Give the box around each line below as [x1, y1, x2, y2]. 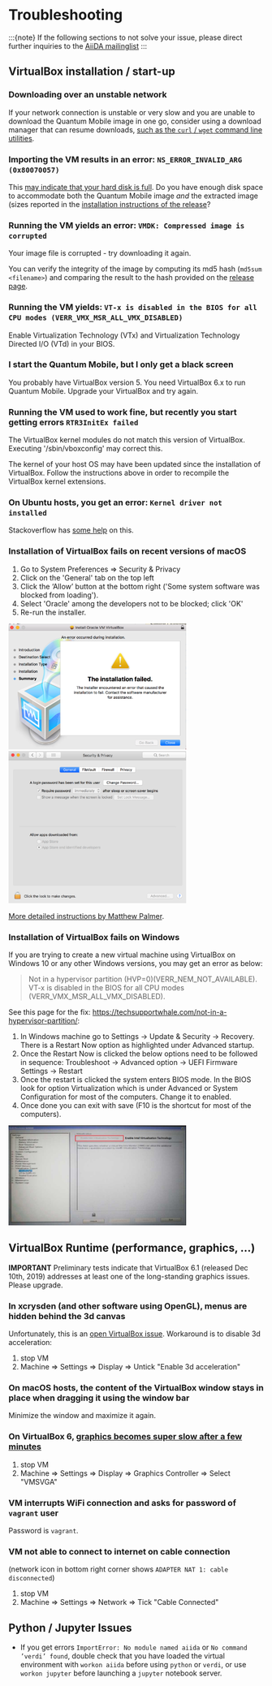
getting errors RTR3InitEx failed [8, 416, 139, 428]
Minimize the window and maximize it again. [8, 1411, 157, 1421]
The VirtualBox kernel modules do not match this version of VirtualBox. [8, 435, 245, 445]
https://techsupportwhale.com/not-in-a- [92, 1007, 227, 1017]
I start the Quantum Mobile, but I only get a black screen [8, 359, 234, 370]
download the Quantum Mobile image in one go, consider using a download [8, 116, 261, 126]
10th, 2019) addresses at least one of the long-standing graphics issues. [8, 1271, 250, 1281]
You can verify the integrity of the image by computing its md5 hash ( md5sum [8, 264, 262, 274]
